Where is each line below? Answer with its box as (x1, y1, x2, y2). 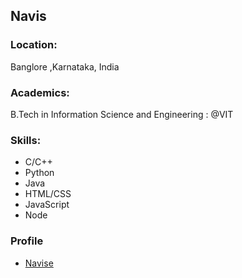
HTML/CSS (24, 188, 72, 200)
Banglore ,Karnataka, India (10, 60, 120, 73)
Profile (10, 234, 44, 248)
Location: (10, 38, 58, 52)
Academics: (10, 85, 70, 99)
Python (24, 167, 55, 179)
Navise (24, 257, 54, 269)
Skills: (10, 133, 42, 147)
